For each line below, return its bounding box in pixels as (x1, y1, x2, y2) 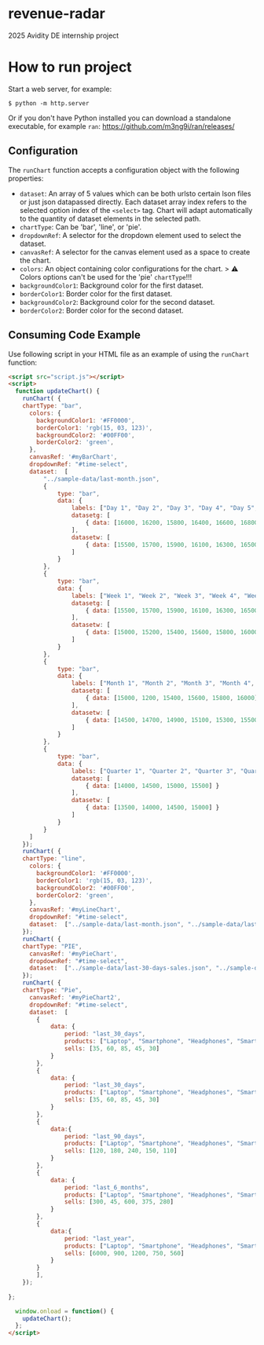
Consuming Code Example (8, 328, 141, 342)
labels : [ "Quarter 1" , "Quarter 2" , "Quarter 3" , (71, 767, 237, 775)
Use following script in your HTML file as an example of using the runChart (8, 349, 250, 358)
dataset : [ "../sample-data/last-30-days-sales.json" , (28, 964, 213, 973)
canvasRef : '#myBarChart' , (28, 453, 118, 461)
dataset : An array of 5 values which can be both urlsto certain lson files (19, 189, 251, 198)
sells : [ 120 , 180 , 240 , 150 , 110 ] (64, 1147, 178, 1155)
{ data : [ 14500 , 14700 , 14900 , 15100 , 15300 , (85, 716, 237, 724)
